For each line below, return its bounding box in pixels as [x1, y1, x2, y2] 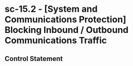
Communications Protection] [4, 14, 127, 25]
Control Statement [4, 54, 63, 63]
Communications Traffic [4, 35, 107, 46]
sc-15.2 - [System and [4, 3, 98, 15]
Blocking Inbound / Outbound [4, 25, 129, 35]
